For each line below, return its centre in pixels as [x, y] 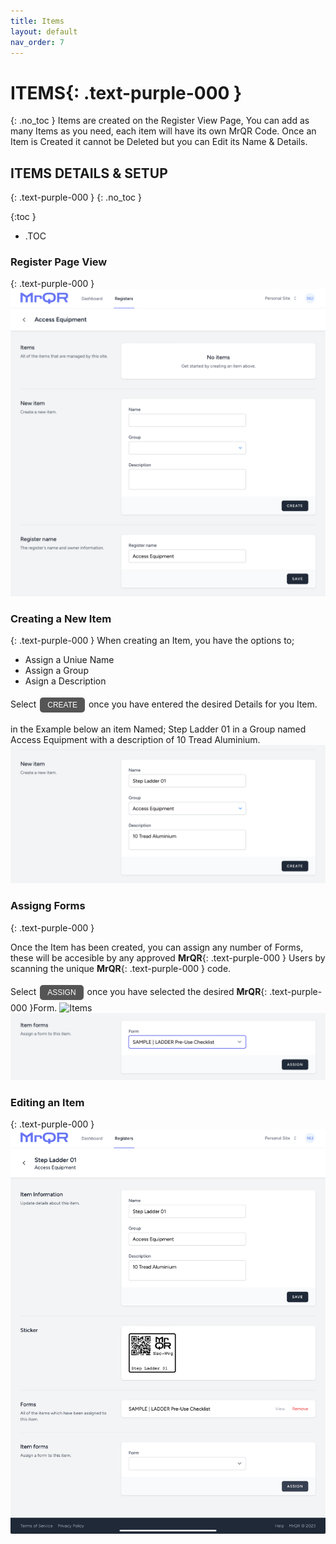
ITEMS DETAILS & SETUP [89, 173]
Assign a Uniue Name [69, 659]
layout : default [44, 31]
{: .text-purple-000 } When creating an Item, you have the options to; [152, 640]
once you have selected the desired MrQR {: [177, 991]
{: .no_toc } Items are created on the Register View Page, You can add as [160, 121]
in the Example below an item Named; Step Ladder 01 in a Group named [158, 729]
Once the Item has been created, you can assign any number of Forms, [157, 947]
